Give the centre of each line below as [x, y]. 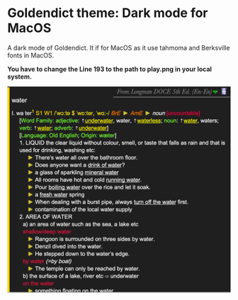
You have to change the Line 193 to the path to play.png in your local [110, 69]
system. [19, 77]
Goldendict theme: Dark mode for [108, 13]
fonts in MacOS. [31, 55]
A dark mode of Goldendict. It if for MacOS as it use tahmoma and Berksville [119, 48]
